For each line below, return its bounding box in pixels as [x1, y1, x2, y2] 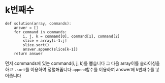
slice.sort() [23, 42, 50, 47]
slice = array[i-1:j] [23, 38, 67, 43]
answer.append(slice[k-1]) [23, 47, 78, 52]
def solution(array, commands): [5, 21, 71, 26]
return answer [14, 51, 43, 56]
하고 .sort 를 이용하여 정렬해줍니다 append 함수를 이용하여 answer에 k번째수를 [5, 66, 155, 72]
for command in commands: [14, 29, 67, 34]
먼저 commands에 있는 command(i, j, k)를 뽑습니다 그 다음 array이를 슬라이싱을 [5, 60, 160, 66]
